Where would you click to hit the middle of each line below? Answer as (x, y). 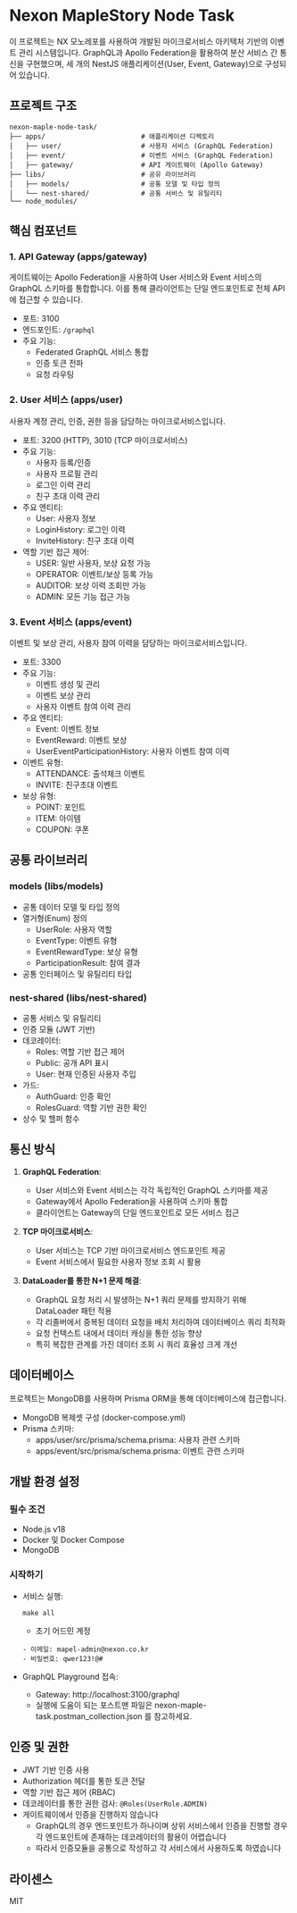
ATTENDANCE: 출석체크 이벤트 (90, 774)
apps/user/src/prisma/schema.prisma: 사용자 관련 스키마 (138, 1439)
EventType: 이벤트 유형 (76, 940)
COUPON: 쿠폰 (62, 830)
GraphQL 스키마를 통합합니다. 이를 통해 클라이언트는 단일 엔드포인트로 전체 (140, 289)
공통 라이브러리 (49, 860)
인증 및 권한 (39, 1747)
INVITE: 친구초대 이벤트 (77, 785)
